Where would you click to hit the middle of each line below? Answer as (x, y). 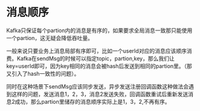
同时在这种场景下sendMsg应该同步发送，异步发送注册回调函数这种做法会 (98, 86)
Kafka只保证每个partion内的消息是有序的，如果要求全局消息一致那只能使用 (99, 30)
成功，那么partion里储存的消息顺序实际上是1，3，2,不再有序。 (93, 101)
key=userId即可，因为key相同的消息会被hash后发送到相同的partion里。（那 (99, 66)
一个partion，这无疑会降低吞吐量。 (50, 38)
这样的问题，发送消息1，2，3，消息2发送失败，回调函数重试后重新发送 (100, 94)
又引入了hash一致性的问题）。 (43, 73)
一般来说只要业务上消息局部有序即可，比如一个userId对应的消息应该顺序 (96, 51)
